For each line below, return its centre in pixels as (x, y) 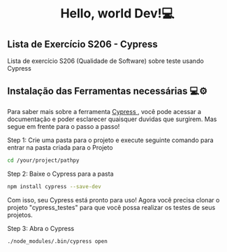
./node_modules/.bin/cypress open (58, 241)
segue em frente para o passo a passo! (64, 126)
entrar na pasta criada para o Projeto (60, 147)
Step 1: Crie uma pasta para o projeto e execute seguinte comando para (111, 140)
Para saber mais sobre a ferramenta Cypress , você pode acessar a (104, 111)
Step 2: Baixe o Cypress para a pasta (60, 174)
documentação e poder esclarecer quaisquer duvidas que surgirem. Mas (112, 119)
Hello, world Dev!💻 (117, 14)
